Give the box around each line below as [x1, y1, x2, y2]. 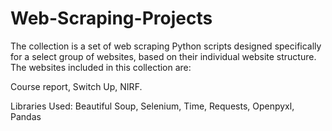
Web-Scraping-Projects [10, 7, 213, 30]
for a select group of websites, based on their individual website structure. [10, 50, 317, 62]
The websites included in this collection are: [10, 61, 192, 73]
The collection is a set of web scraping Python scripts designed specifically [10, 40, 322, 52]
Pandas [10, 110, 42, 122]
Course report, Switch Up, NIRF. [10, 80, 143, 92]
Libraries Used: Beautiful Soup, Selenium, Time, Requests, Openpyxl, [10, 100, 295, 112]
